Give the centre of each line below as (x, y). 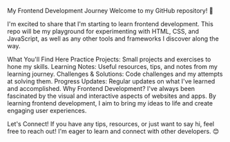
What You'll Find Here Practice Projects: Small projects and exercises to (109, 59)
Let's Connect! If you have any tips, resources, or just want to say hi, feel (111, 124)
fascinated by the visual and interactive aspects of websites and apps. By (112, 96)
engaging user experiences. (47, 111)
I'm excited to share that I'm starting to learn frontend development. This (111, 24)
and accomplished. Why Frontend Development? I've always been (101, 89)
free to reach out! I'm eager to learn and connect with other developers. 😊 (113, 131)
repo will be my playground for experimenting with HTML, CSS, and (103, 31)
